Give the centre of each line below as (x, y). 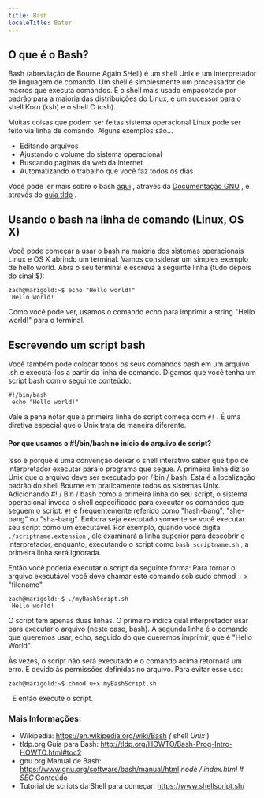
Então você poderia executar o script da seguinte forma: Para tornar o (122, 568)
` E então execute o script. (50, 699)
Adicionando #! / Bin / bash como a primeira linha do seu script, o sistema (128, 494)
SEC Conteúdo (44, 778)
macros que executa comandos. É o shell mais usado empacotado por (122, 91)
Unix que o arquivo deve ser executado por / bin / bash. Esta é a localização (132, 477)
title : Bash (28, 15)
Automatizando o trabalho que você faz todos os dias (106, 171)
